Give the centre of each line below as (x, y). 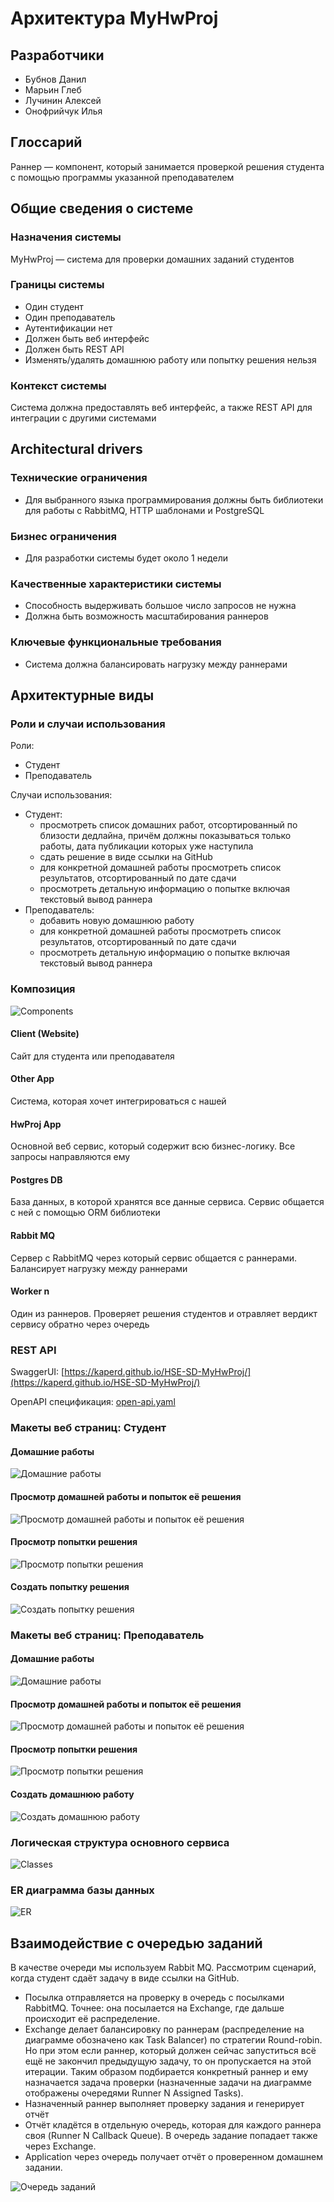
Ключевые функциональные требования (116, 642)
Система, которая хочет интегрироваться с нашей (118, 1101)
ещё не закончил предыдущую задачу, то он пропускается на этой (168, 2061)
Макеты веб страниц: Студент (88, 1428)
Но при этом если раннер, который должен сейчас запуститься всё (170, 2051)
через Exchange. (60, 2146)
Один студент (54, 306)
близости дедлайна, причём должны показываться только (165, 836)
